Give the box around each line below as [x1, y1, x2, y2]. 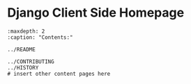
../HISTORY [7, 64, 39, 71]
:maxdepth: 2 [7, 28, 45, 35]
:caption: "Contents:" [7, 33, 73, 41]
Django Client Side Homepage [7, 5, 185, 21]
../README [7, 46, 36, 53]
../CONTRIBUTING [7, 58, 54, 65]
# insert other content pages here [7, 70, 111, 77]
